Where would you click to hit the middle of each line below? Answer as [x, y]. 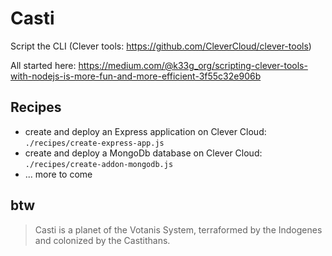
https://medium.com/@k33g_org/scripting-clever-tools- [193, 65]
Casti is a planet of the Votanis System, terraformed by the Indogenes [178, 229]
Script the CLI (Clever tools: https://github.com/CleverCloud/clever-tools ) [161, 46]
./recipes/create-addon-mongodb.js [99, 164]
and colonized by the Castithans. [102, 240]
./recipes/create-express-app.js [94, 143]
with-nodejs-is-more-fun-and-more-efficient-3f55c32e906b [136, 76]
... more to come [58, 174]
